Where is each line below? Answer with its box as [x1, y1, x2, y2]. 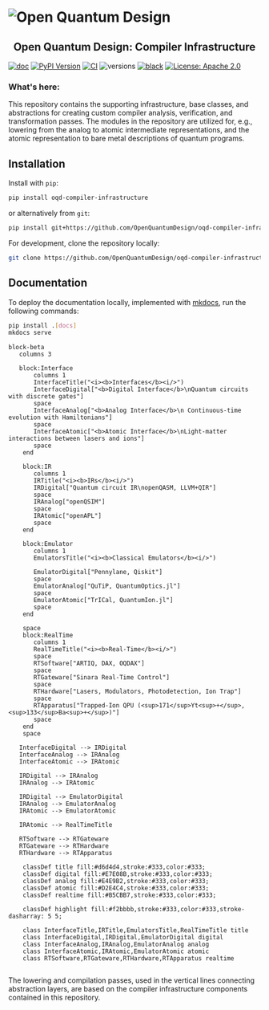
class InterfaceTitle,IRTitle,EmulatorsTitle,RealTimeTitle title [22, 927, 249, 935]
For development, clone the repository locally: [8, 238, 160, 248]
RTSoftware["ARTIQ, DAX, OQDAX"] [33, 659, 146, 668]
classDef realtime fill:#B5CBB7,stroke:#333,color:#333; [22, 891, 217, 899]
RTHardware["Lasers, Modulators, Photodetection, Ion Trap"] [33, 687, 242, 696]
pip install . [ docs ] [8, 321, 78, 329]
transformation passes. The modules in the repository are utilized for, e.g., [8, 116, 253, 126]
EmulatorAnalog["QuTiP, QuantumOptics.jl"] [33, 582, 181, 590]
